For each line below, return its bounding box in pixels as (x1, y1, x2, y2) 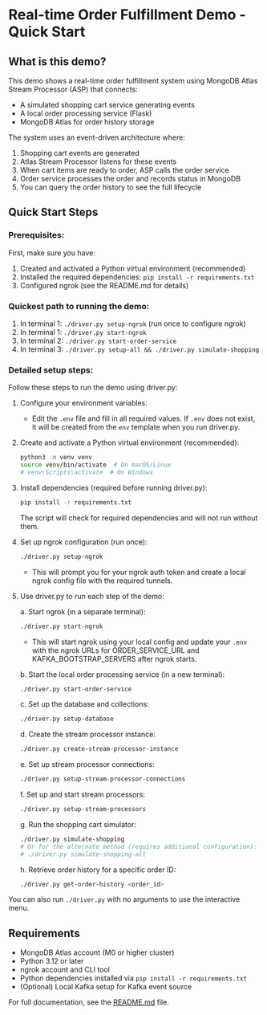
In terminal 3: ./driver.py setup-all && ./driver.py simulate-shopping (19, 344, 260, 354)
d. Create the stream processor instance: (19, 729, 156, 740)
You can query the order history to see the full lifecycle (19, 182, 202, 192)
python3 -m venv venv (19, 454, 93, 462)
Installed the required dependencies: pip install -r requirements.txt (19, 271, 255, 282)
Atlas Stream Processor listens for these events (19, 157, 177, 166)
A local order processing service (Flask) (19, 108, 152, 118)
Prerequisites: (8, 230, 65, 241)
